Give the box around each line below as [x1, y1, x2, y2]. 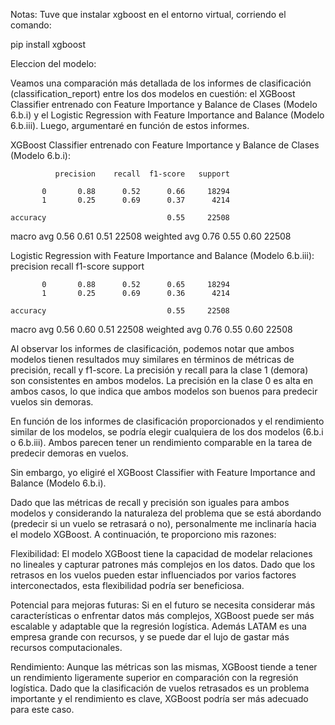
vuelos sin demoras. [10, 396, 94, 408]
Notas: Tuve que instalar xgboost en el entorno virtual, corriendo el [10, 9, 287, 20]
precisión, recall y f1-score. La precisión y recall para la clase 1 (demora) [10, 364, 309, 376]
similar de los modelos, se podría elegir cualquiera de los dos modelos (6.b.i [10, 426, 324, 438]
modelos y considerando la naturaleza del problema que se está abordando [10, 507, 322, 519]
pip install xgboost [10, 39, 86, 50]
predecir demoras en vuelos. [10, 447, 129, 459]
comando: [10, 19, 52, 31]
